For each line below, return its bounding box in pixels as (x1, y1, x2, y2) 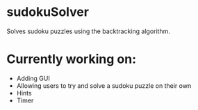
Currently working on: (6, 51, 137, 67)
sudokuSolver (6, 4, 90, 20)
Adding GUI (16, 74, 50, 82)
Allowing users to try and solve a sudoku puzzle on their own (16, 81, 192, 90)
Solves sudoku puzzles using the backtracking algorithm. (6, 27, 171, 35)
